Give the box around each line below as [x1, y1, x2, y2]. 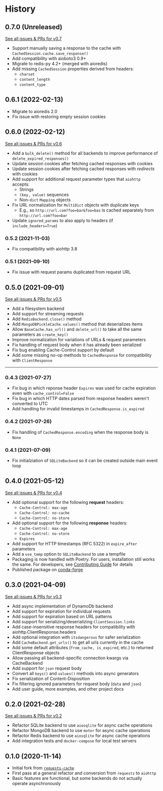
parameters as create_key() [12, 331, 69, 337]
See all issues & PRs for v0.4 [5, 490, 62, 496]
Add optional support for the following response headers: [12, 520, 128, 526]
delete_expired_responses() [12, 156, 69, 161]
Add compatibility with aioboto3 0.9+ [12, 56, 86, 61]
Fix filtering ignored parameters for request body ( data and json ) [12, 681, 142, 687]
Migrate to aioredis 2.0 [12, 108, 58, 114]
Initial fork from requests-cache [12, 765, 74, 771]
